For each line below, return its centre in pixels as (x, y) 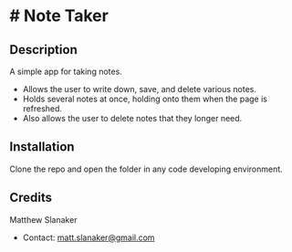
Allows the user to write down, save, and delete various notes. (140, 89)
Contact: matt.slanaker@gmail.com (89, 237)
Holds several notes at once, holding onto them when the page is (145, 99)
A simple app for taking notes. (66, 71)
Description (43, 50)
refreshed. (42, 109)
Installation (42, 147)
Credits (31, 198)
